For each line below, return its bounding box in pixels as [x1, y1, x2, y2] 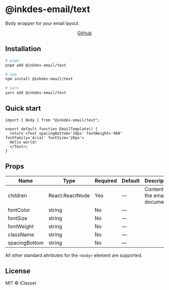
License [5, 267, 31, 275]
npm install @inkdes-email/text [5, 77, 73, 82]
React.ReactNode [48, 192, 90, 199]
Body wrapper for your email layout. [5, 20, 79, 26]
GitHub [77, 30, 92, 36]
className [8, 231, 34, 238]
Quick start [5, 104, 41, 113]
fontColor [8, 206, 30, 213]
